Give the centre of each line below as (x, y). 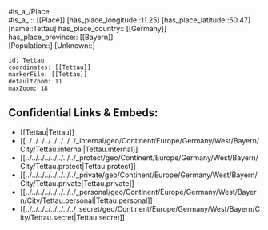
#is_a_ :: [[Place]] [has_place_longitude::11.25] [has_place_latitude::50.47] (130, 20)
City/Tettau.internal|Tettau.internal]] (79, 149)
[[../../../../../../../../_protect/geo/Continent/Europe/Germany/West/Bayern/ (139, 157)
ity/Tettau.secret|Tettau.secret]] (72, 217)
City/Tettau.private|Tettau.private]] (77, 183)
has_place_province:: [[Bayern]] (61, 37)
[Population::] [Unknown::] (52, 46)
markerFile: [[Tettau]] (48, 75)
